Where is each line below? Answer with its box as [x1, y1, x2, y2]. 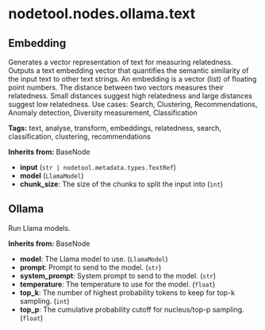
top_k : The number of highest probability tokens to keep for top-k [19, 287, 236, 297]
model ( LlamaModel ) [19, 171, 84, 180]
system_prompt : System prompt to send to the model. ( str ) [19, 271, 217, 280]
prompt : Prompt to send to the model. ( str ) [19, 263, 162, 272]
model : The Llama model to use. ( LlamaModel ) [19, 254, 168, 263]
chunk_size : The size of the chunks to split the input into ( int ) [19, 179, 224, 189]
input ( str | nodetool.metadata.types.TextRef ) [19, 163, 177, 171]
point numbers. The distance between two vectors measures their [8, 82, 225, 92]
